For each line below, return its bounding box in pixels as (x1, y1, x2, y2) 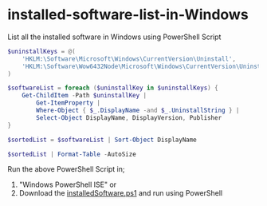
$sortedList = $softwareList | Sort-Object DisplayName (7, 136, 197, 144)
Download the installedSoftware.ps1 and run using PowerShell (18, 188, 223, 198)
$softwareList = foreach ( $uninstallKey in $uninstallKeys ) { (7, 84, 218, 93)
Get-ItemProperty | (36, 99, 101, 107)
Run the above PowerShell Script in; (7, 164, 125, 174)
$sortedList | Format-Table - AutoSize (7, 150, 136, 158)
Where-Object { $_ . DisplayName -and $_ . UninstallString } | (36, 106, 240, 115)
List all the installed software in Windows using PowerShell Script (7, 32, 222, 42)
